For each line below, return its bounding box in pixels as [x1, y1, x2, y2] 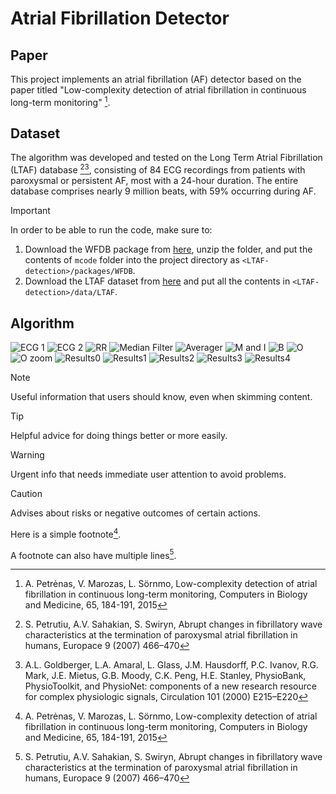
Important [10, 205, 51, 217]
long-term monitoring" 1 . [10, 95, 111, 108]
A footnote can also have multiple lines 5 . [10, 547, 177, 561]
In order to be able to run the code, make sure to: [10, 224, 213, 236]
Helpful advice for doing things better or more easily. [10, 429, 228, 441]
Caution [10, 487, 43, 499]
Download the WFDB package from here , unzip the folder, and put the [24, 243, 313, 256]
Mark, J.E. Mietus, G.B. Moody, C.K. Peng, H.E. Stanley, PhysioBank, [24, 670, 307, 682]
